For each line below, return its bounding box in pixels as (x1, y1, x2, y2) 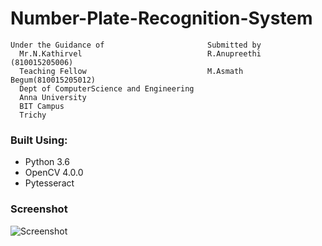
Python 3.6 (24, 156, 70, 168)
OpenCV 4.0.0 (24, 167, 84, 179)
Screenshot (10, 202, 68, 216)
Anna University (19, 92, 87, 102)
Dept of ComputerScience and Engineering (19, 83, 195, 94)
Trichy (19, 110, 47, 120)
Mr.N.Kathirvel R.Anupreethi (19, 48, 262, 59)
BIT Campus (19, 101, 65, 111)
